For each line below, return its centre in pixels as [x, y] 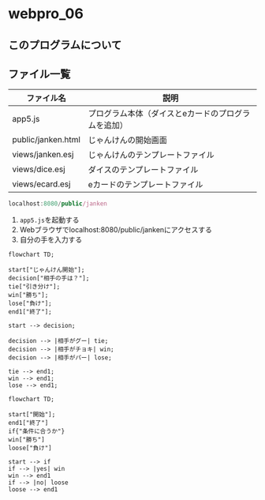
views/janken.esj [43, 155]
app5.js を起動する [49, 220]
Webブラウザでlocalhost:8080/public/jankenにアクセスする [116, 230]
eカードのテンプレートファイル [146, 185]
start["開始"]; [32, 415]
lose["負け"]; [30, 304]
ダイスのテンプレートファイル [143, 170]
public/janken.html [47, 140]
